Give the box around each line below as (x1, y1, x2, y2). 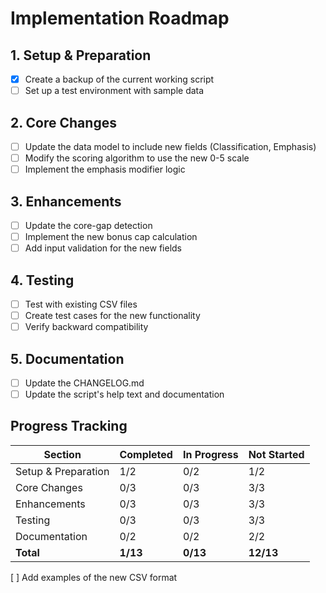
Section (43, 447, 82, 461)
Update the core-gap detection (24, 219, 153, 231)
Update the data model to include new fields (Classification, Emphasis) (24, 140, 317, 152)
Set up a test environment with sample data (24, 85, 205, 97)
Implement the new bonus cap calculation (24, 231, 198, 242)
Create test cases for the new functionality (24, 310, 201, 321)
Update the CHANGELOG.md (24, 377, 145, 389)
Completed (119, 447, 173, 461)
